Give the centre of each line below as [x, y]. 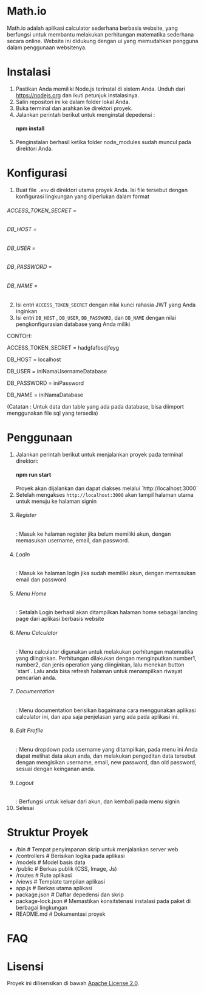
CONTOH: [19, 336]
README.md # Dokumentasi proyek [60, 914]
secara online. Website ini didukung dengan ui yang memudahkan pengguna [103, 41]
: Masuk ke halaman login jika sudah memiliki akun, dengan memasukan [106, 573]
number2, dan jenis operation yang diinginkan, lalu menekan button [100, 665]
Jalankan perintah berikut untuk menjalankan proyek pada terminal [99, 454]
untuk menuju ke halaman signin [56, 501]
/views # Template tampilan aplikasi [60, 882]
